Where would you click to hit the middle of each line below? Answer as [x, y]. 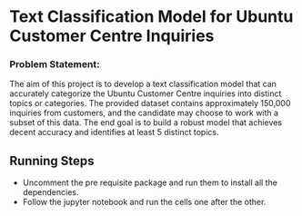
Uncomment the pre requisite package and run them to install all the [150, 182]
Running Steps [52, 161]
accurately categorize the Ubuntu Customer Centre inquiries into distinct [146, 93]
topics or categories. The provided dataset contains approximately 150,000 [150, 103]
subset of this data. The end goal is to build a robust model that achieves [146, 123]
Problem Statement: [55, 64]
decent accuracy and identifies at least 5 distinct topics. [114, 133]
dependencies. [50, 192]
